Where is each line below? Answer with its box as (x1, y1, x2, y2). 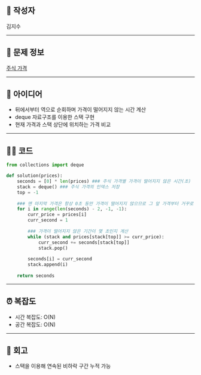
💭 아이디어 (6, 89, 43, 100)
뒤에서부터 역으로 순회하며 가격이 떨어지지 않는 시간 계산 (14, 106, 147, 113)
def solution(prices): (6, 173, 63, 179)
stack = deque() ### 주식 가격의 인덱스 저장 (17, 184, 120, 190)
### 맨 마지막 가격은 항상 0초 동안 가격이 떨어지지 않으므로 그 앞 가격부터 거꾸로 (17, 201, 194, 207)
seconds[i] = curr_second (28, 256, 93, 262)
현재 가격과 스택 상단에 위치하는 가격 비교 (14, 121, 111, 128)
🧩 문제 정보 (6, 47, 45, 58)
